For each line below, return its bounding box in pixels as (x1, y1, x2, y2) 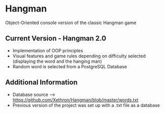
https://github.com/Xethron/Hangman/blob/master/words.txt (12, 96, 139, 103)
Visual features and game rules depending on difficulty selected (12, 53, 146, 59)
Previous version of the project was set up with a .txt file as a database (12, 102, 160, 108)
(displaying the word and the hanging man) (12, 58, 102, 64)
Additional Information (5, 78, 78, 87)
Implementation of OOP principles (12, 47, 83, 53)
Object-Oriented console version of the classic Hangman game (5, 20, 137, 26)
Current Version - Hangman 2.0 (5, 34, 106, 43)
